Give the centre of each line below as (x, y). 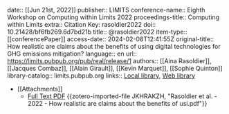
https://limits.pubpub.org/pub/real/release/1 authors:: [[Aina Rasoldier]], (109, 61)
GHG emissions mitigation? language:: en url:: (72, 54)
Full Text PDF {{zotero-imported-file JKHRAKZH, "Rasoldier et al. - (122, 96)
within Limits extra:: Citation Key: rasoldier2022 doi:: (82, 24)
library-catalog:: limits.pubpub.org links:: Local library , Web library (101, 76)
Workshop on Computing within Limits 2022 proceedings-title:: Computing (113, 17)
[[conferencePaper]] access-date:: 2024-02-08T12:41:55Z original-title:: (111, 39)
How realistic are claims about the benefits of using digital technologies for (114, 46)
